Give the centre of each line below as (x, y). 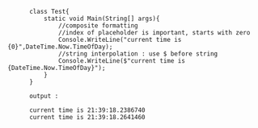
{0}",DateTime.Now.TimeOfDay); (60, 47)
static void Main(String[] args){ (102, 19)
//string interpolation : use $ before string (138, 54)
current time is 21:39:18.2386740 (87, 110)
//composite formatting (98, 26)
